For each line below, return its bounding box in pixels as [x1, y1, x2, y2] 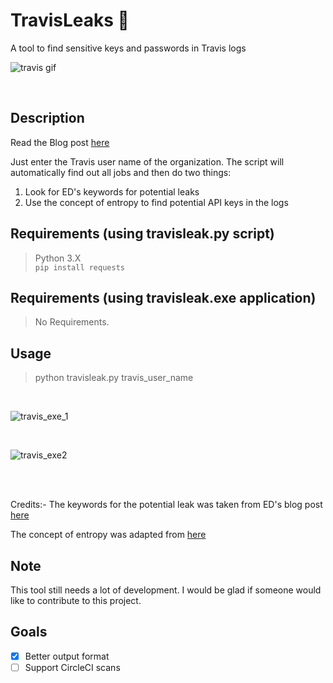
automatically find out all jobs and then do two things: [10, 166, 232, 178]
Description [10, 110, 85, 127]
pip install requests [34, 262, 125, 273]
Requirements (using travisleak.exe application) [10, 289, 317, 306]
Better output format [24, 650, 110, 662]
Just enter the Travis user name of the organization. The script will [10, 155, 285, 168]
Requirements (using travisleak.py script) [10, 225, 275, 243]
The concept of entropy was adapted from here [10, 529, 207, 541]
